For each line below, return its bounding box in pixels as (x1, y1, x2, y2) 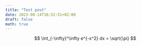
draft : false (5, 17, 33, 22)
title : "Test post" (5, 7, 47, 13)
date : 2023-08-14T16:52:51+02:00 (5, 12, 76, 17)
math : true (5, 21, 28, 27)
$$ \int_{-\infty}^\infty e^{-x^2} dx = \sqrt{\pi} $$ (34, 35, 136, 41)
